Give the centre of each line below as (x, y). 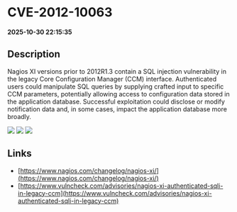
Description (34, 54)
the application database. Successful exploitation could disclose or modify (116, 101)
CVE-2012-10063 (60, 12)
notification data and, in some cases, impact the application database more (117, 109)
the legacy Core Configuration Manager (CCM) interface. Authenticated (112, 79)
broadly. (20, 116)
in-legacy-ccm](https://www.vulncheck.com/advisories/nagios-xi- (115, 193)
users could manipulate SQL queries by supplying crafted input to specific (116, 87)
